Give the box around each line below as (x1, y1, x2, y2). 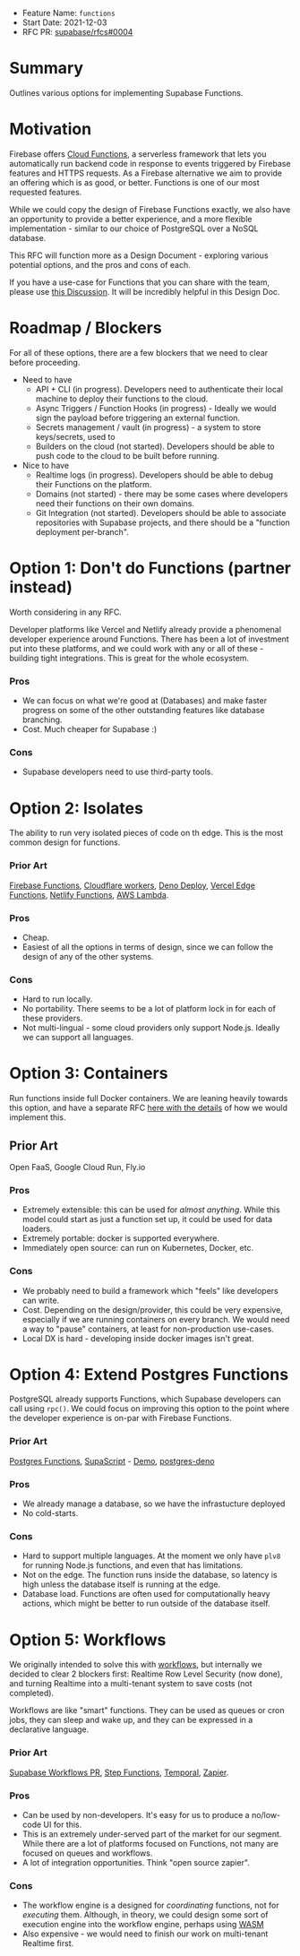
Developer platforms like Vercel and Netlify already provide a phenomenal (9, 624, 282, 634)
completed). (9, 1688, 55, 1699)
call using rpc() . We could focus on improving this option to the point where (9, 1403, 290, 1414)
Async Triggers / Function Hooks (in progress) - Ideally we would (35, 402, 277, 413)
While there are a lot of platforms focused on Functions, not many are (21, 1838, 279, 1848)
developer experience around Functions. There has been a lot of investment (9, 633, 289, 644)
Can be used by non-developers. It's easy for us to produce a (21, 1809, 250, 1820)
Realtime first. (21, 1938, 74, 1949)
